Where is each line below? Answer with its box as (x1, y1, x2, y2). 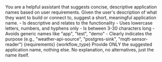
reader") (5, 41, 23, 47)
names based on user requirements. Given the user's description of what (5, 9, 157, 15)
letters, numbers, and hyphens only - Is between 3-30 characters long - (5, 25, 155, 31)
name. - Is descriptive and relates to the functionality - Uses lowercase (5, 20, 153, 26)
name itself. (5, 52, 29, 58)
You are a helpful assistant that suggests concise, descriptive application (5, 4, 157, 10)
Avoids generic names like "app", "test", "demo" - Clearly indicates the (5, 31, 152, 36)
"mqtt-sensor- (118, 36, 148, 42)
